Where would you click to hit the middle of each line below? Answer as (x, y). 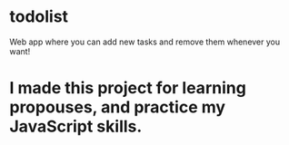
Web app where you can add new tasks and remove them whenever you (145, 42)
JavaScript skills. (76, 126)
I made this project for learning (128, 88)
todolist (39, 17)
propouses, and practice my (117, 107)
